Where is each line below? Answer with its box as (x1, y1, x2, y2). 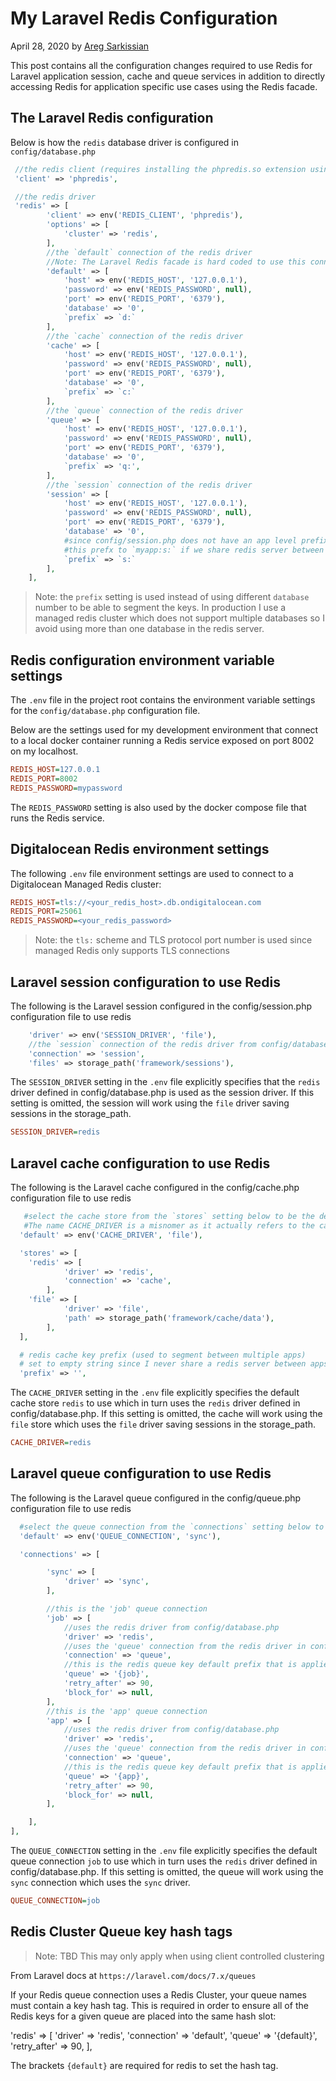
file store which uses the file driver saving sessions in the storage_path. (10, 1418, 317, 1431)
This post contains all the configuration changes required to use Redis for (10, 59, 313, 71)
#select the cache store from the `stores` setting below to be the (23, 1212, 315, 1222)
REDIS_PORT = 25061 (10, 907, 83, 917)
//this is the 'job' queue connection (46, 1604, 208, 1614)
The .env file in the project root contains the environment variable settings (10, 694, 316, 706)
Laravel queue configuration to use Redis (10, 1465, 272, 1482)
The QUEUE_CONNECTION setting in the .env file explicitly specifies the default (10, 1845, 318, 1857)
